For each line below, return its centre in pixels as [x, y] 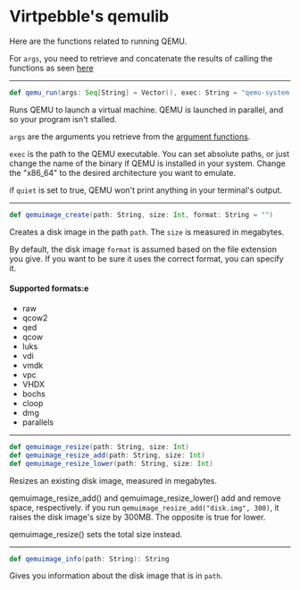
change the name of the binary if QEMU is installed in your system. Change [147, 163]
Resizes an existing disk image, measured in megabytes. [113, 480]
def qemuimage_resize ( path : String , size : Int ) [100, 447]
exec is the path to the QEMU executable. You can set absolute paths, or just [150, 154]
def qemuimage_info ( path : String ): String [89, 559]
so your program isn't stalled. [63, 119]
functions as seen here [51, 68]
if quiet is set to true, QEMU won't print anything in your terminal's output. [146, 190]
